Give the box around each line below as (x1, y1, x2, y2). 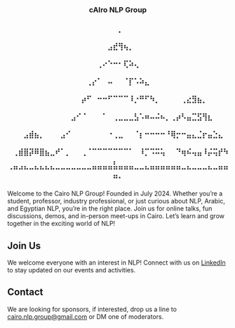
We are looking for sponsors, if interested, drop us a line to (7, 305, 177, 313)
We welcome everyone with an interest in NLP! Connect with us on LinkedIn (7, 258, 226, 267)
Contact (7, 286, 43, 298)
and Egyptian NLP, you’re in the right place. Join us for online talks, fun (7, 204, 213, 213)
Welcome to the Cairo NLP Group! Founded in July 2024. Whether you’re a (7, 189, 223, 198)
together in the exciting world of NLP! (7, 220, 116, 228)
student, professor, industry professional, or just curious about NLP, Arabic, (7, 197, 226, 206)
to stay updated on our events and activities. (7, 266, 136, 275)
